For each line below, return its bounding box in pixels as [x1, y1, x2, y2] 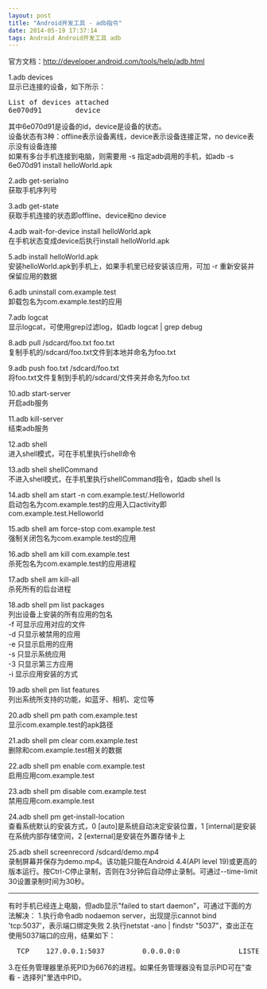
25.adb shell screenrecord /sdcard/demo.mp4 [8, 847, 160, 857]
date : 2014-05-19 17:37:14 [8, 26, 98, 34]
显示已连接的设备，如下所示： [8, 82, 106, 92]
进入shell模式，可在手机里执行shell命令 [8, 449, 137, 458]
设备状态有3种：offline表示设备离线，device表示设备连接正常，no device [8, 132, 248, 142]
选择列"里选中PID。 [22, 972, 86, 983]
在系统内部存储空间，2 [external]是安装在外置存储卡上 [8, 831, 186, 841]
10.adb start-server [8, 389, 72, 399]
